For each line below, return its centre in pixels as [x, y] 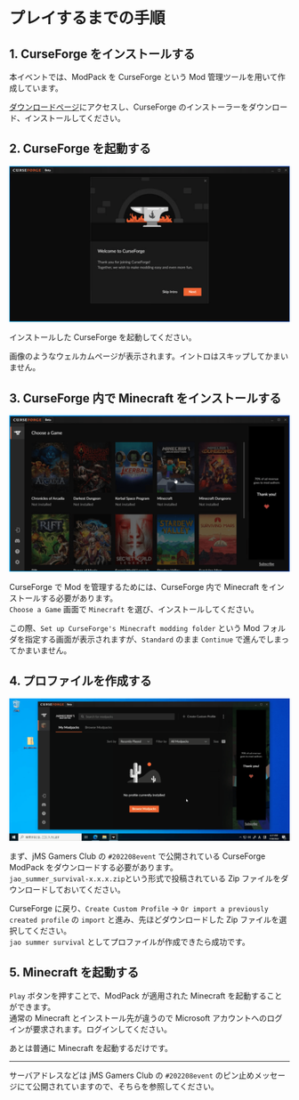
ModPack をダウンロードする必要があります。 [93, 867]
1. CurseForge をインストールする [102, 54]
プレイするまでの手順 [88, 18]
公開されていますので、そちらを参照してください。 [126, 1086]
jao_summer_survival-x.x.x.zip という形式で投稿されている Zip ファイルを [145, 878]
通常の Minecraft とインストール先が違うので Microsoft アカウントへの [138, 1018]
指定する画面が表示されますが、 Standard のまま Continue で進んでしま [153, 639]
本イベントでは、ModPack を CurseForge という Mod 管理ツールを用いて [144, 77]
